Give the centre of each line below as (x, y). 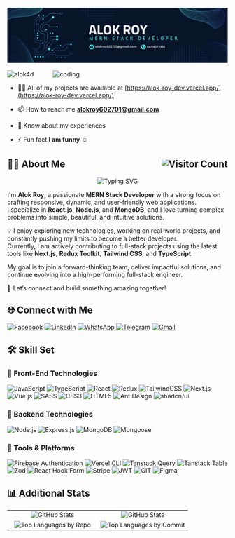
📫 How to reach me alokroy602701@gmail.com (88, 109)
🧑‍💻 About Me (36, 164)
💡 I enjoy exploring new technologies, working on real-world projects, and (114, 230)
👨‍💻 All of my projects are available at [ (72, 88)
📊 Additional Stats (49, 493)
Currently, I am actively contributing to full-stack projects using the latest (112, 246)
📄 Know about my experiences (62, 126)
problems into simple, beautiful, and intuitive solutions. (86, 217)
